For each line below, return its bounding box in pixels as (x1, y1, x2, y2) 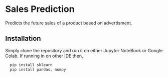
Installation (5, 34, 41, 43)
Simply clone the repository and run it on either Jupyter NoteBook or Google (5, 47, 163, 53)
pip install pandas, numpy (10, 67, 66, 72)
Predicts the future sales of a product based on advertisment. (5, 20, 132, 26)
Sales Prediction (5, 3, 75, 15)
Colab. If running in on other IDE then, (5, 53, 83, 59)
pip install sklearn (10, 62, 53, 68)
